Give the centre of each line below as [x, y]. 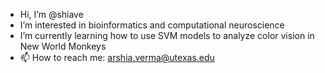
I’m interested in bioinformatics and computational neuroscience [152, 25]
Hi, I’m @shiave [51, 14]
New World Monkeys [63, 46]
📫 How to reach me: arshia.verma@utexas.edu [117, 57]
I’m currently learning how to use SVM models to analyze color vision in [167, 35]
